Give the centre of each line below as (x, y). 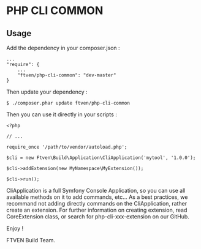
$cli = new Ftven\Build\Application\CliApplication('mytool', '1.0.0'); (101, 158)
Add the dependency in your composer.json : (63, 48)
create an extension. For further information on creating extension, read (97, 210)
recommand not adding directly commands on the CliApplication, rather (97, 203)
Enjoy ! (15, 228)
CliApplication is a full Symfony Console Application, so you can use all (96, 191)
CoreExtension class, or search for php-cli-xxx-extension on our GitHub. (98, 217)
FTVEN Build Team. (31, 240)
